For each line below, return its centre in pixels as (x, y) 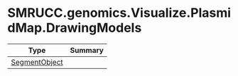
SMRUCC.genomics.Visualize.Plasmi (119, 13)
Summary (87, 50)
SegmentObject (37, 62)
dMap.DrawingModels (75, 28)
